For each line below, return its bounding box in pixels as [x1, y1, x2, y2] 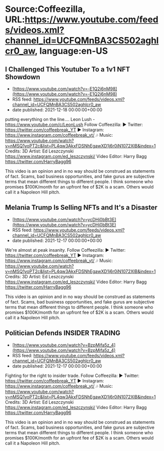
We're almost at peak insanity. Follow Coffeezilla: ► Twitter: [5, 247, 126, 253]
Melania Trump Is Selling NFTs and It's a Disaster [5, 203, 158, 212]
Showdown [5, 73, 40, 81]
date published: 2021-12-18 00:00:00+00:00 [12, 107, 103, 113]
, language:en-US [34, 45, 108, 57]
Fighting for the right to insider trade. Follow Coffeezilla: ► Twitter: [5, 373, 139, 378]
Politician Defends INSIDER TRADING [5, 329, 121, 338]
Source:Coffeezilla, [5, 3, 85, 15]
